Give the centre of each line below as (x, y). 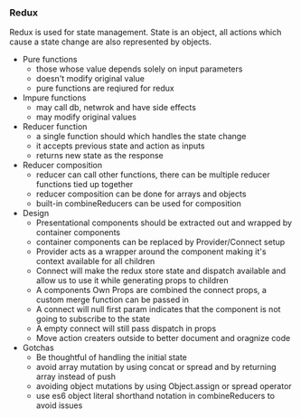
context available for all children (95, 261)
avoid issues (59, 405)
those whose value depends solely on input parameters (139, 69)
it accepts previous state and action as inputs (120, 146)
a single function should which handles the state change (141, 137)
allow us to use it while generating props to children (132, 280)
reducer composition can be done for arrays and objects (141, 194)
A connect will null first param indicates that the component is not (158, 309)
